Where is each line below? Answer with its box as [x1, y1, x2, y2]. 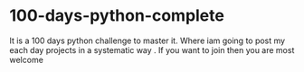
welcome [9, 54, 43, 65]
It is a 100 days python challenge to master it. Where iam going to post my [9, 35, 286, 46]
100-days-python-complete [9, 5, 224, 26]
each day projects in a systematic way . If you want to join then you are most [9, 44, 295, 55]
